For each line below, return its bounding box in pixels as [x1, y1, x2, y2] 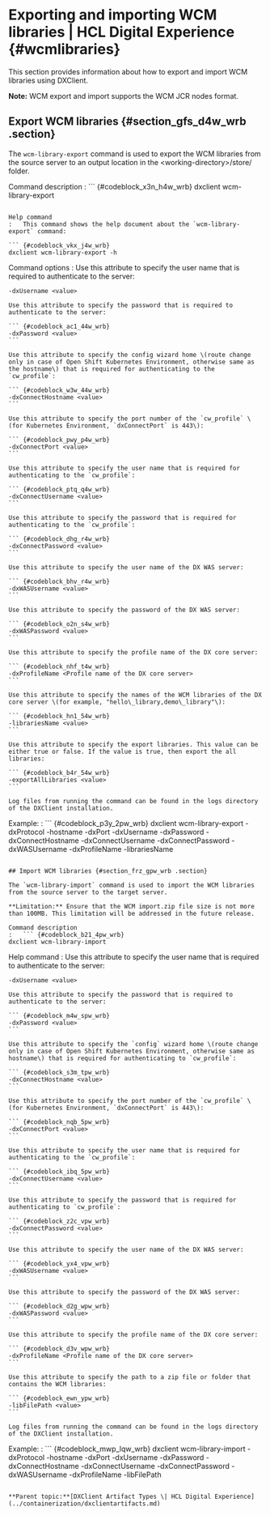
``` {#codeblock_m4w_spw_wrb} [8, 1011, 111, 1019]
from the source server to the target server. [8, 888, 168, 896]
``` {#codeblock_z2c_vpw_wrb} [8, 1217, 111, 1225]
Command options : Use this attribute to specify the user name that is [8, 262, 240, 272]
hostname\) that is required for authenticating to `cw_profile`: [8, 1054, 237, 1062]
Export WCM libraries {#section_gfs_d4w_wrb [8, 115, 247, 129]
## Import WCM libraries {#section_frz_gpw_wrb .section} [8, 866, 208, 875]
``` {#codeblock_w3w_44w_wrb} [8, 386, 111, 394]
